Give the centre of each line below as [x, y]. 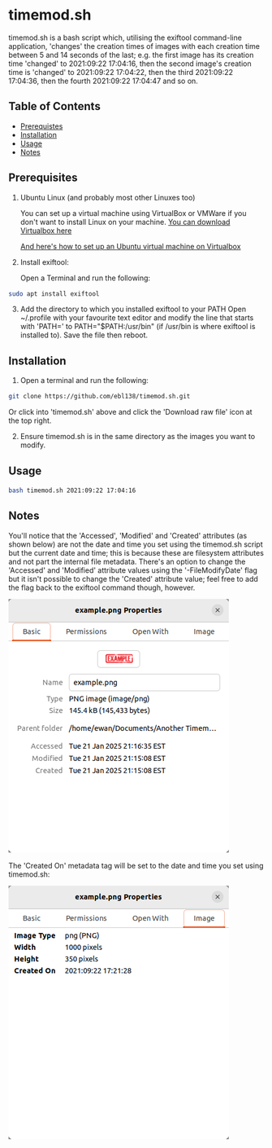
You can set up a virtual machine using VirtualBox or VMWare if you [133, 213]
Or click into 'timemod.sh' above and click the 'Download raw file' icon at [131, 412]
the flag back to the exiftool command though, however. [102, 587]
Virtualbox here [46, 231]
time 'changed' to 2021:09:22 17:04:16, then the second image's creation [130, 64]
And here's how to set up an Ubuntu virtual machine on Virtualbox [130, 246]
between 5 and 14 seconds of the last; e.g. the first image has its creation [131, 55]
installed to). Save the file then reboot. [84, 335]
